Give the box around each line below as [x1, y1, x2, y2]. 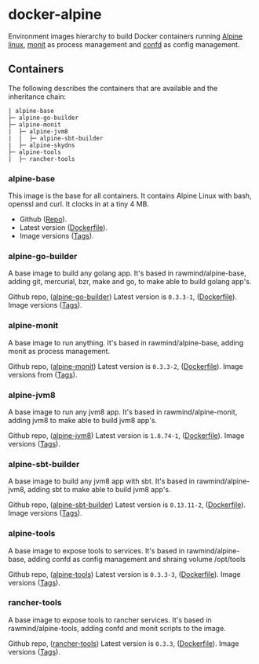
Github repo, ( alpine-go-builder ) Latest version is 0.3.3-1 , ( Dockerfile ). [8, 292, 238, 301]
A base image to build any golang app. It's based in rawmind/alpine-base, [8, 268, 247, 278]
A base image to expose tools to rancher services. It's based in [8, 615, 212, 625]
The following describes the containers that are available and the [8, 83, 218, 93]
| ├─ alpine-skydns [8, 141, 76, 149]
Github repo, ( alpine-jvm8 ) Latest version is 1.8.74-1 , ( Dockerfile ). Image [8, 430, 245, 440]
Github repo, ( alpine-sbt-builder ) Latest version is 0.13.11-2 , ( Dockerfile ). [8, 500, 246, 509]
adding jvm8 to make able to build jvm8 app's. [8, 415, 158, 425]
